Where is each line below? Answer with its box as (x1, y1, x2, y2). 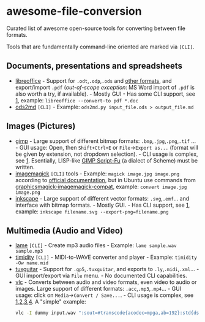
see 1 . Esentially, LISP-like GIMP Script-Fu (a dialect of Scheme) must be (15, 156, 198, 164)
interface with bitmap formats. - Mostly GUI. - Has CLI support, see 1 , (15, 201, 190, 209)
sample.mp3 (15, 248, 43, 255)
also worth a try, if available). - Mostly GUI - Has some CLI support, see (15, 90, 196, 98)
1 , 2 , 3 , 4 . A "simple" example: (15, 298, 87, 305)
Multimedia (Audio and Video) (6, 225, 124, 236)
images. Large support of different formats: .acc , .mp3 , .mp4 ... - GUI (15, 285, 182, 293)
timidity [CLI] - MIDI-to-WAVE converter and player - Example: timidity (15, 253, 197, 261)
